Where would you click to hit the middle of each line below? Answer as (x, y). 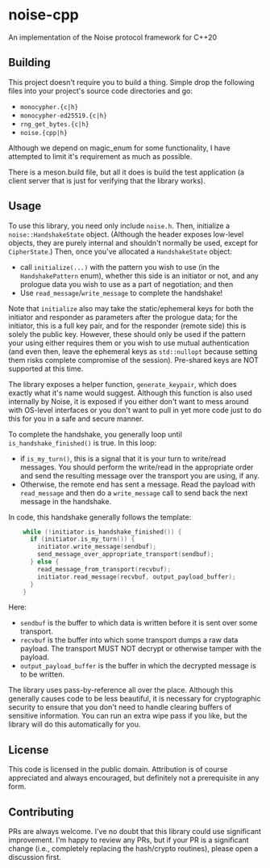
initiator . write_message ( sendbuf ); (97, 547)
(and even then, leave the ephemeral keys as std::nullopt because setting (133, 351)
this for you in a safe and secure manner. (76, 419)
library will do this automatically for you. (75, 724)
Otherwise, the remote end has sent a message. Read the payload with (137, 484)
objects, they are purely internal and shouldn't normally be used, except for (133, 242)
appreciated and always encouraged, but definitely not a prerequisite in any (134, 778)
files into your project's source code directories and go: (101, 91)
